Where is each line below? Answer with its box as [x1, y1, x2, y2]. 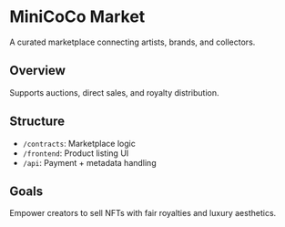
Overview [9, 63, 66, 78]
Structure [9, 114, 66, 129]
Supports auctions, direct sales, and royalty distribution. [9, 87, 220, 98]
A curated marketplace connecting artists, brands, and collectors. [9, 36, 256, 47]
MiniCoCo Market [9, 6, 146, 27]
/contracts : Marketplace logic [22, 138, 137, 149]
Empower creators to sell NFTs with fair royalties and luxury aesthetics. [9, 208, 277, 219]
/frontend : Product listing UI [22, 148, 129, 159]
